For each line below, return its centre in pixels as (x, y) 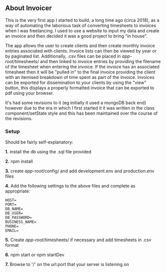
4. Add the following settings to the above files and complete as (70, 186)
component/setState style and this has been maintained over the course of (82, 113)
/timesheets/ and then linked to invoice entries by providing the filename (87, 61)
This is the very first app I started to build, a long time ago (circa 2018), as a (82, 20)
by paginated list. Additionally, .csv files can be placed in (63, 56)
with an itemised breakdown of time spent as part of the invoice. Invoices (80, 77)
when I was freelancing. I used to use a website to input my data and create (82, 31)
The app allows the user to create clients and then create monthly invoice (80, 45)
